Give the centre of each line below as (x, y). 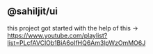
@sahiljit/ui (32, 11)
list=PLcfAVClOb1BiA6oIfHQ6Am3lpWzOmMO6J (76, 43)
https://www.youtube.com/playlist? (57, 35)
